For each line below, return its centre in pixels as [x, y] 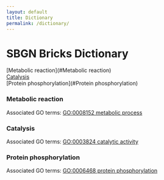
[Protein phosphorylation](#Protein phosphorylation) [72, 84]
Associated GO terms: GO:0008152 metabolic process [74, 112]
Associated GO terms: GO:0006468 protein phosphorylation [82, 171]
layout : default [27, 12]
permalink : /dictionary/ [38, 23]
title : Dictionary [30, 18]
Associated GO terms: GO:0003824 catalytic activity [73, 142]
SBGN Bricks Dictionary [68, 53]
